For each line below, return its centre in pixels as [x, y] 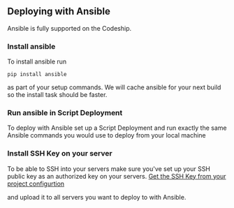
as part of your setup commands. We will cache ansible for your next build [114, 87]
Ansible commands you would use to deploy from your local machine [107, 135]
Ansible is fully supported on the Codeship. [69, 28]
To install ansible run [37, 61]
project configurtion [36, 184]
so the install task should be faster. [57, 95]
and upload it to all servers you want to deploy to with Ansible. [97, 197]
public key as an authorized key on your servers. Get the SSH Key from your [117, 176]
